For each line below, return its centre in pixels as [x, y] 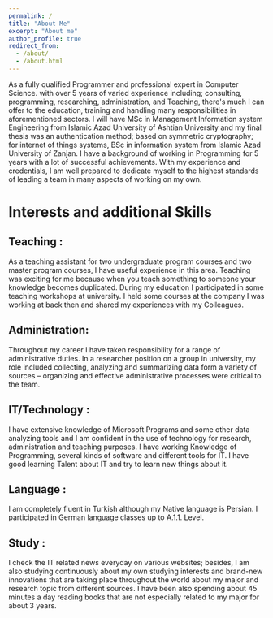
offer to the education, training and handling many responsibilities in [122, 110]
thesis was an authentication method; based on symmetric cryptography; [131, 136]
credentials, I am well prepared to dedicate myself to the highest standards [134, 171]
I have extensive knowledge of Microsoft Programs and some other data [129, 429]
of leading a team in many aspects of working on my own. [105, 179]
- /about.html [39, 62]
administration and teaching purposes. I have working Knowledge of [123, 447]
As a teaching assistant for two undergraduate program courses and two [130, 261]
